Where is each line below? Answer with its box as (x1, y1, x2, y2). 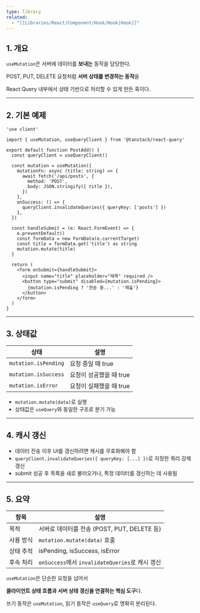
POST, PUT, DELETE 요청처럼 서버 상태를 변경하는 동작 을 (6, 73, 140, 80)
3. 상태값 (6, 329, 37, 339)
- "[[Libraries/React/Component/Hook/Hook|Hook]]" (11, 20, 140, 26)
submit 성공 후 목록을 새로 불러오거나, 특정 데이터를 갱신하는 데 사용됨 (14, 470, 177, 477)
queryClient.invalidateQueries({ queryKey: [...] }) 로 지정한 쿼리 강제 (14, 455, 192, 462)
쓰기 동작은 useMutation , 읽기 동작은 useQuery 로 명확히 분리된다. (6, 600, 157, 607)
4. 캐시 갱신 (6, 430, 46, 440)
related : (6, 14, 28, 20)
